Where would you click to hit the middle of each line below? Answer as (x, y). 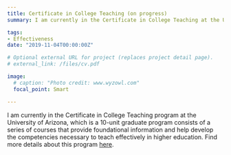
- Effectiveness (30, 39)
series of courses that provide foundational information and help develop (110, 130)
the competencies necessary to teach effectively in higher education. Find (112, 137)
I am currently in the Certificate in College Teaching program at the (102, 115)
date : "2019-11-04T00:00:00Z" (51, 45)
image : (16, 76)
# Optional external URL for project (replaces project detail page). (110, 58)
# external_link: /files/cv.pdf (53, 64)
